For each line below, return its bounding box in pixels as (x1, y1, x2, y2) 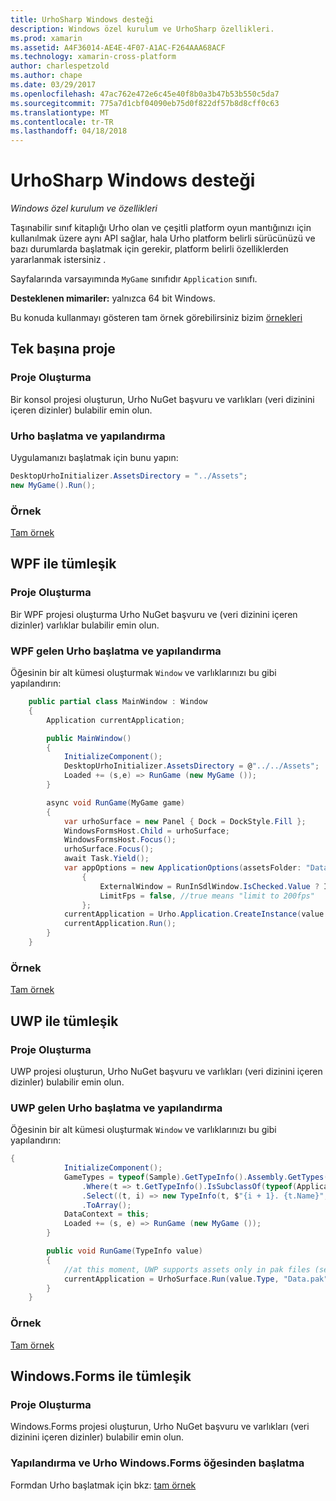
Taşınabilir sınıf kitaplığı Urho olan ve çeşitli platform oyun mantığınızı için (10, 222, 312, 234)
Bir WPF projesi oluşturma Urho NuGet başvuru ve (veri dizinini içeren (10, 608, 298, 620)
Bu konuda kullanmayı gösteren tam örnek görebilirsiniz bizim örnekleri (10, 312, 303, 324)
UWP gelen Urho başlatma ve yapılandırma (10, 1101, 223, 1115)
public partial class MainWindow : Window (28, 697, 208, 707)
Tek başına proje (10, 341, 116, 358)
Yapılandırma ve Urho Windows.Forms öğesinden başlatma (10, 1456, 305, 1470)
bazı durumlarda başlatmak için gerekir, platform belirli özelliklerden (10, 243, 289, 255)
